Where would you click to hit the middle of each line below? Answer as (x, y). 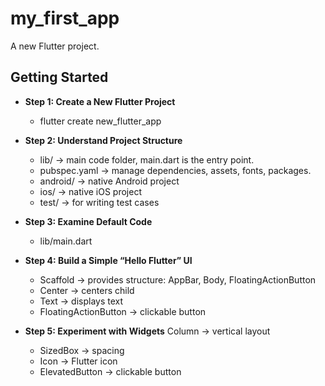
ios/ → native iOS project (90, 191)
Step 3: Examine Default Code (88, 221)
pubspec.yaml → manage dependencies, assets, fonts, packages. (175, 170)
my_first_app (65, 18)
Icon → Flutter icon (78, 361)
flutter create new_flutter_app (100, 121)
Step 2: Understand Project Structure (103, 140)
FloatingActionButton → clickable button (123, 311)
